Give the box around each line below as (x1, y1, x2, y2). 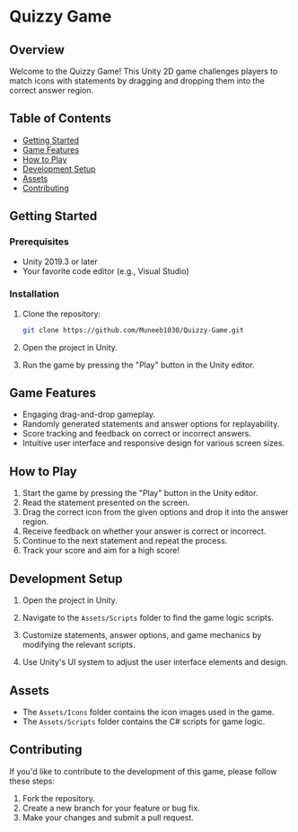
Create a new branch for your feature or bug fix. (22, 802, 200, 813)
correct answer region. (9, 85, 94, 95)
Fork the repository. (22, 792, 96, 803)
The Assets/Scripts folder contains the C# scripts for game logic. (22, 716, 266, 727)
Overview (9, 42, 66, 58)
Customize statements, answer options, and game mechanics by (22, 630, 262, 641)
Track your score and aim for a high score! (22, 545, 180, 556)
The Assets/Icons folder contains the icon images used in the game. (22, 706, 276, 717)
